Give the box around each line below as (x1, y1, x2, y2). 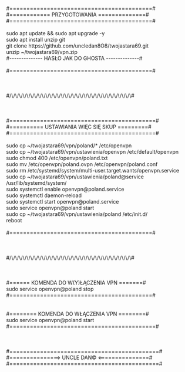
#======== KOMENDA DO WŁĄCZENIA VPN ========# (6, 310, 149, 317)
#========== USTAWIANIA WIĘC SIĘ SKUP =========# (6, 123, 152, 130)
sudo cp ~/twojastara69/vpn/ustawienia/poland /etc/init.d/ (6, 211, 148, 218)
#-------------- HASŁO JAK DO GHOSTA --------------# (6, 55, 143, 62)
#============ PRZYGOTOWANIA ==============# (6, 11, 149, 18)
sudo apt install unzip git (6, 36, 66, 43)
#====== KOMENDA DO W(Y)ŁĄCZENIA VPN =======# (6, 279, 146, 286)
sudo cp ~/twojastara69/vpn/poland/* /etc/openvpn (6, 142, 132, 149)
